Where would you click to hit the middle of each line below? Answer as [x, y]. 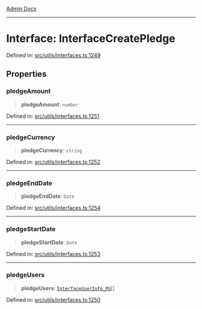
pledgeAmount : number [50, 104]
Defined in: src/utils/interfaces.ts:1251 [53, 116]
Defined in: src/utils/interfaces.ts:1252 [54, 162]
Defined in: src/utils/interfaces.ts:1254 [54, 208]
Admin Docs [21, 9]
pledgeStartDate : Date [49, 242]
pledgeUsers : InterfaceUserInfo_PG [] [68, 288]
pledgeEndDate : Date [48, 196]
